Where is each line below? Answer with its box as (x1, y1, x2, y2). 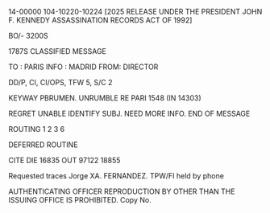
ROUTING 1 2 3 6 (8, 125, 65, 133)
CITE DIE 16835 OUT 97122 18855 (8, 156, 121, 165)
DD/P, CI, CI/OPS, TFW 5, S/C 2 (8, 78, 113, 87)
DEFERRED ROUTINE (8, 140, 78, 150)
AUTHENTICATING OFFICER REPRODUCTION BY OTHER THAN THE (8, 186, 235, 196)
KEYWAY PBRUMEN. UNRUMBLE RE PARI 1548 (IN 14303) (8, 93, 201, 103)
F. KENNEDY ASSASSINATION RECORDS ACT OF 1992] (8, 15, 193, 25)
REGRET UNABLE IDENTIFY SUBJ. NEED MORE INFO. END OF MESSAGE (8, 109, 251, 118)
